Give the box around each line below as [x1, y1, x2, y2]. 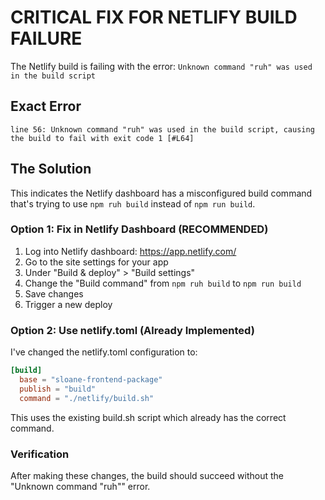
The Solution [10, 161, 92, 178]
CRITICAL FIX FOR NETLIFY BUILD [10, 6, 298, 29]
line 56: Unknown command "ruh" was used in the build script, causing [10, 124, 315, 135]
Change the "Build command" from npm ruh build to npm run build [24, 277, 302, 289]
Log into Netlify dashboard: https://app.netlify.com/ [24, 245, 237, 257]
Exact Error [10, 98, 82, 115]
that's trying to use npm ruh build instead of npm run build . [10, 197, 256, 210]
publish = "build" [19, 384, 97, 394]
